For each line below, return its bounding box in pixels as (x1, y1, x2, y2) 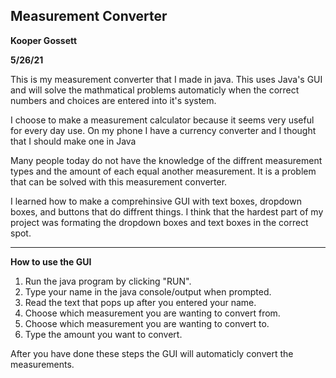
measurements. (10, 358, 75, 370)
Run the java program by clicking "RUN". (24, 275, 192, 287)
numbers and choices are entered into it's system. (10, 94, 217, 106)
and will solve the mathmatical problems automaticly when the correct (10, 84, 300, 96)
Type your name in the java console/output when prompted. (24, 285, 272, 298)
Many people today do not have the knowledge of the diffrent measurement (10, 154, 323, 166)
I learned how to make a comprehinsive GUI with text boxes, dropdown (10, 195, 302, 207)
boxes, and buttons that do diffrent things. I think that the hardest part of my (10, 205, 324, 218)
